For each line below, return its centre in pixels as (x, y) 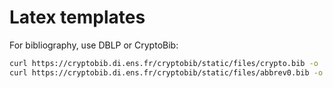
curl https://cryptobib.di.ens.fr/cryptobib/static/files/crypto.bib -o (164, 63)
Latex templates (77, 17)
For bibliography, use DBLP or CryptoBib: (94, 45)
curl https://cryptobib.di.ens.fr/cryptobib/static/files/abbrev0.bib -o (166, 72)
